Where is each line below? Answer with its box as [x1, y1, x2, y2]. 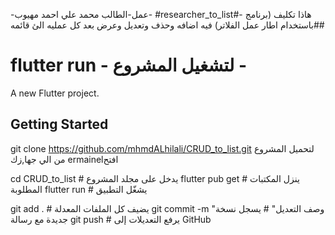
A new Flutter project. [10, 87, 100, 99]
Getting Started [10, 116, 109, 133]
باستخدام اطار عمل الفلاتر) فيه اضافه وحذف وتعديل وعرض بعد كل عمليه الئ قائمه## [10, 19, 325, 31]
